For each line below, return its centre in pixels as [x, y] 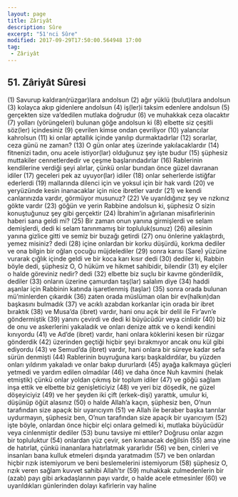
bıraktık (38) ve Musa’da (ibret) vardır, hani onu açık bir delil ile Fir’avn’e [112, 311]
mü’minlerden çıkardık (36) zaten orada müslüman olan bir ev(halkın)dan [114, 296]
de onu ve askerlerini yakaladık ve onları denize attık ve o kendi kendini [112, 326]
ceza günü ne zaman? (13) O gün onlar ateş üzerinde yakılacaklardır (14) [113, 145]
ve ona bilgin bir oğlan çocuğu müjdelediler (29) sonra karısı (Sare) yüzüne [117, 251]
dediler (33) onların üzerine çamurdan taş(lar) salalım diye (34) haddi [109, 281]
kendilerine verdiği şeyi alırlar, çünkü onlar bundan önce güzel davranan [113, 167]
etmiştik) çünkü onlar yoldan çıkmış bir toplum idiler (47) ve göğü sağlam [114, 380]
